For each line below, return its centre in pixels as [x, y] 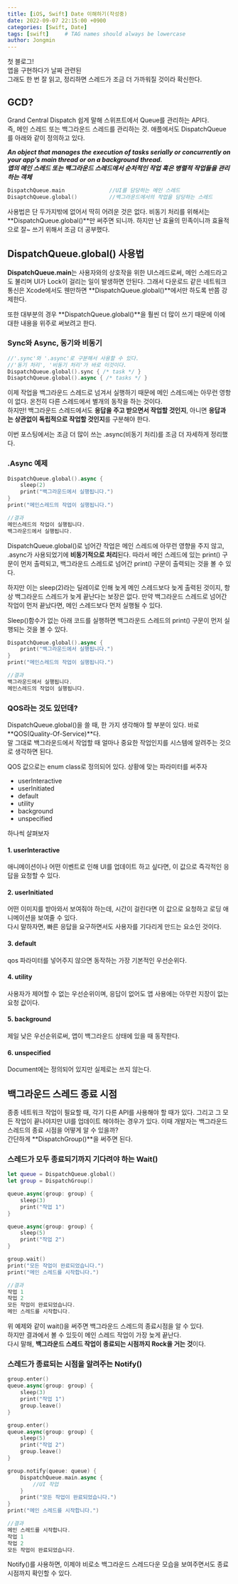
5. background [29, 1019]
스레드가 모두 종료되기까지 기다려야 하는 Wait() [83, 1159]
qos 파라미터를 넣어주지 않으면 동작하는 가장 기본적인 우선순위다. [97, 960]
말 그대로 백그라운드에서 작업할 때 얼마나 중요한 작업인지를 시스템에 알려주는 [113, 743]
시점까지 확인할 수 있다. [40, 1573]
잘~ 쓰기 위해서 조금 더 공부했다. [65, 229]
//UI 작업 [46, 1484]
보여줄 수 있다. [58, 918]
